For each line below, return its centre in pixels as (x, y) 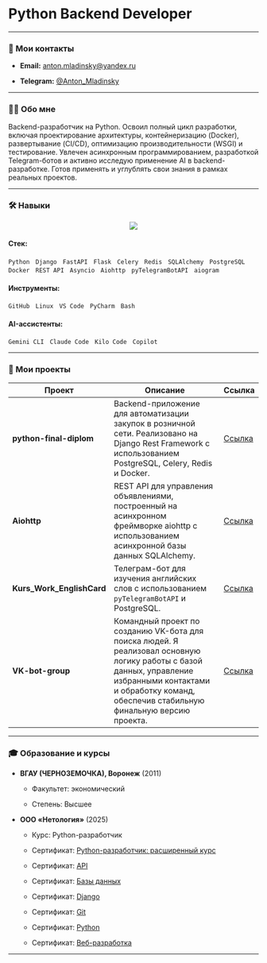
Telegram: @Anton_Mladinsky (69, 81)
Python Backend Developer (100, 14)
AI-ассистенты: (36, 323)
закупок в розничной (155, 423)
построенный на (145, 505)
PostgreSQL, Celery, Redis (163, 463)
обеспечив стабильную (159, 700)
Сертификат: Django (66, 897)
